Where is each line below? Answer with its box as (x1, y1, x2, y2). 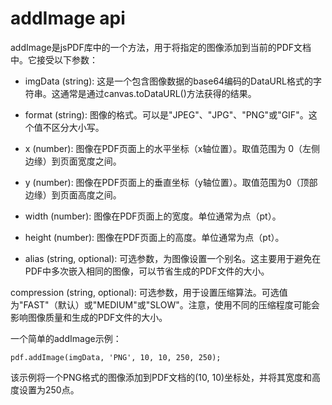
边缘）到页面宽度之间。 (24, 155, 122, 167)
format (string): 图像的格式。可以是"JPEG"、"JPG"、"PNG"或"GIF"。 (24, 108, 309, 121)
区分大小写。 (51, 121, 105, 133)
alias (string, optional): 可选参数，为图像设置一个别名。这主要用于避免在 (24, 252, 322, 264)
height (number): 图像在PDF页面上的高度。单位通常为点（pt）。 (24, 231, 285, 243)
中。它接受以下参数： (10, 53, 98, 66)
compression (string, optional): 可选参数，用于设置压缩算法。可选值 (10, 286, 288, 298)
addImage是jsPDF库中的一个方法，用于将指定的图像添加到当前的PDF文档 (10, 41, 312, 53)
